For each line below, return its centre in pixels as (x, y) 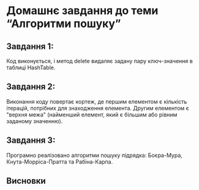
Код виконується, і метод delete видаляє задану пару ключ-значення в (99, 61)
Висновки (26, 181)
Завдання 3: (31, 141)
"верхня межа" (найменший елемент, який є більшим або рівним (92, 115)
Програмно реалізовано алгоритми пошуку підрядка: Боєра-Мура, (94, 155)
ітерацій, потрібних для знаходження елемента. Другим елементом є (98, 108)
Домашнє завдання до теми (82, 11)
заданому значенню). (35, 121)
